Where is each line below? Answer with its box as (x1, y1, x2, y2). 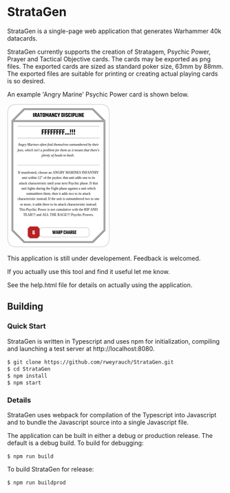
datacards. (7, 34, 38, 42)
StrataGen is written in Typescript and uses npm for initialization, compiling (7, 337, 220, 345)
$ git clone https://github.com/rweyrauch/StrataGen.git (7, 359, 174, 366)
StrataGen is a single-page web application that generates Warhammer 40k (7, 27, 222, 35)
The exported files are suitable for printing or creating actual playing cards (7, 70, 218, 78)
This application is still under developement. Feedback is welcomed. (7, 254, 201, 262)
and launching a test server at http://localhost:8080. (7, 344, 155, 353)
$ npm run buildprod (7, 479, 67, 486)
